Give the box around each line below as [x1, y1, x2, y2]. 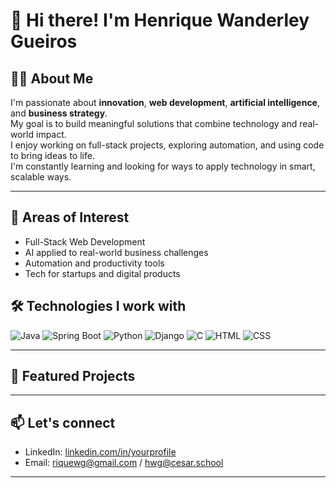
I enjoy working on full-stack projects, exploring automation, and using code [10, 139, 325, 151]
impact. [35, 129, 67, 140]
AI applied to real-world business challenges [24, 246, 209, 258]
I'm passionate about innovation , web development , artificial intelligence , [10, 97, 321, 108]
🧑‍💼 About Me [10, 70, 94, 87]
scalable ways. [10, 171, 72, 183]
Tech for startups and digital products [24, 267, 181, 279]
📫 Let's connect [10, 414, 116, 431]
